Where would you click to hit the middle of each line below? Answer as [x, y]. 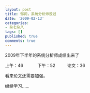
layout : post [18, 9]
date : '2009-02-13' [25, 18]
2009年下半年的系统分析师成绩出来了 [42, 55]
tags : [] [14, 32]
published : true [21, 37]
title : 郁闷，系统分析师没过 [31, 14]
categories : [17, 23]
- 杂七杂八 [15, 27]
